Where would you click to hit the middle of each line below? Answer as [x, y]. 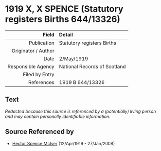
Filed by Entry [38, 74]
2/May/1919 [74, 58]
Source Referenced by [40, 132]
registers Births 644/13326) [63, 19]
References [41, 82]
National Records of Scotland [92, 67]
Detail [66, 34]
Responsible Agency [31, 67]
